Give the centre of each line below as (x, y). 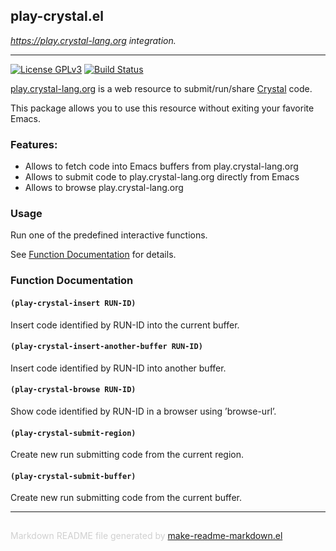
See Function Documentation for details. (93, 255)
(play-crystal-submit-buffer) (73, 476)
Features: (34, 144)
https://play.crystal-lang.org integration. (93, 40)
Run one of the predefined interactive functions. (109, 235)
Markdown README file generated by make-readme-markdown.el (146, 536)
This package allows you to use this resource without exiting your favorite (162, 108)
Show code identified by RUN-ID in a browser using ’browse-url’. (143, 411)
